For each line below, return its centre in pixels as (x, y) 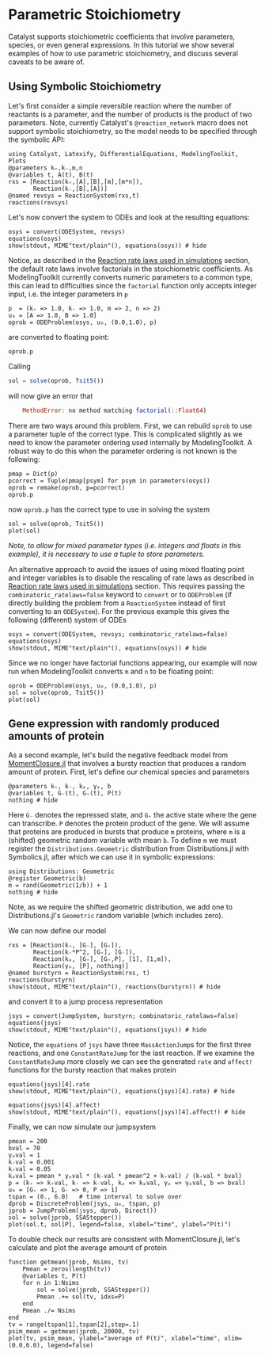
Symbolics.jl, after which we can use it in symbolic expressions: (112, 857)
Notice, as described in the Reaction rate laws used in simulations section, (129, 260)
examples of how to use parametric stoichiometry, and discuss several (123, 53)
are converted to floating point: (59, 337)
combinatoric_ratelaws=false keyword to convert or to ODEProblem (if (120, 594)
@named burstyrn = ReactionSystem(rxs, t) (79, 973)
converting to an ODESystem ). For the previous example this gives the (119, 611)
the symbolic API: (37, 139)
